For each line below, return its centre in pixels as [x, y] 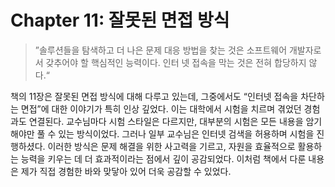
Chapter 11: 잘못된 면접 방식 [120, 20]
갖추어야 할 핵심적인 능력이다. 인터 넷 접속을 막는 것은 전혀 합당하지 [176, 62]
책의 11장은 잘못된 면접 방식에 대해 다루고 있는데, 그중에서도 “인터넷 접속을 [154, 96]
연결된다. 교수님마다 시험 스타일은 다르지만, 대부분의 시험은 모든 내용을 [166, 121]
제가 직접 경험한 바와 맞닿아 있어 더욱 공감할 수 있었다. [126, 171]
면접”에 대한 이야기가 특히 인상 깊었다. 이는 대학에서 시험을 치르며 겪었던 [161, 108]
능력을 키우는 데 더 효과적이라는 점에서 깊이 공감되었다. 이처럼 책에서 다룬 [163, 158]
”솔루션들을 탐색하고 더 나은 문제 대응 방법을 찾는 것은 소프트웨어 [161, 50]
